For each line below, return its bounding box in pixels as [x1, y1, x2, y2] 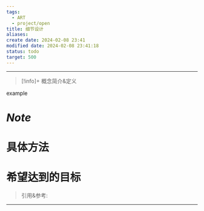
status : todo [6, 49, 39, 55]
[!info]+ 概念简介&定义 [21, 77, 77, 85]
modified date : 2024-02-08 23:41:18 [6, 43, 99, 49]
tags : [6, 9, 20, 15]
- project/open [12, 20, 50, 26]
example [6, 89, 28, 97]
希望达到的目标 [6, 171, 81, 184]
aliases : [6, 32, 29, 38]
